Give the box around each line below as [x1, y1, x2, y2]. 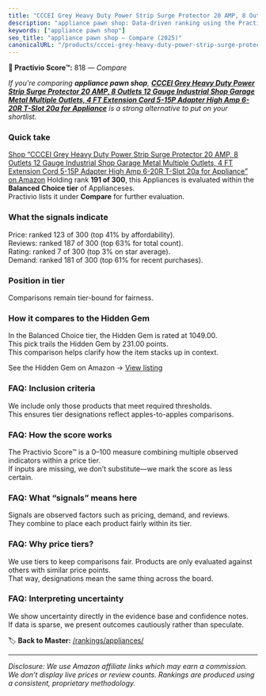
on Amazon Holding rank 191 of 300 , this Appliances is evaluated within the [8, 175, 255, 185]
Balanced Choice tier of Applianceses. [8, 183, 135, 193]
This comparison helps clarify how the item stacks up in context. [8, 348, 219, 357]
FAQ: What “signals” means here [8, 492, 138, 503]
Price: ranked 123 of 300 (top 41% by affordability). [8, 229, 176, 239]
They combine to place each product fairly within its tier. [8, 519, 192, 529]
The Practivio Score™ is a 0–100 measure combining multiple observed [8, 447, 239, 456]
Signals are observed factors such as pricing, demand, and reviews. [8, 510, 230, 520]
